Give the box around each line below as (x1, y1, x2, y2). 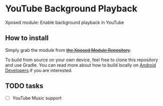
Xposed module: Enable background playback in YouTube (5, 19, 124, 25)
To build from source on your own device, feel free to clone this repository (5, 57, 158, 63)
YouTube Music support (12, 95, 62, 101)
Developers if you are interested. (5, 67, 72, 73)
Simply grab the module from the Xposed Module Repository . (5, 47, 131, 53)
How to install (5, 34, 49, 42)
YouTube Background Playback (5, 3, 137, 14)
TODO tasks (5, 82, 43, 90)
